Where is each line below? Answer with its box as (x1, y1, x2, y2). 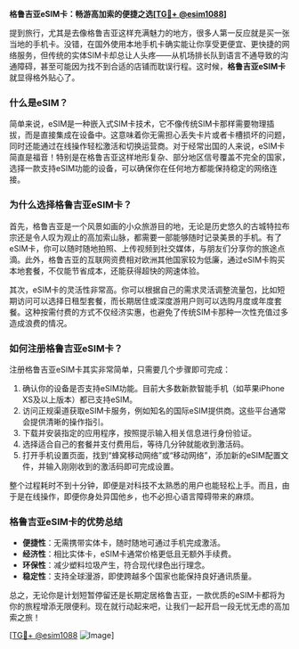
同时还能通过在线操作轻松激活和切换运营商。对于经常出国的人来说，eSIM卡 (9, 141, 286, 152)
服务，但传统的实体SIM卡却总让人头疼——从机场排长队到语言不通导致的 (16, 50, 281, 61)
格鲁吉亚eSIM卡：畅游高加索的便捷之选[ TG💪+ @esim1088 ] (9, 9, 227, 19)
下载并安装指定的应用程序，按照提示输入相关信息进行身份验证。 (21, 427, 256, 438)
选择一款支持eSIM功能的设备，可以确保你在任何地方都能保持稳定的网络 (9, 163, 270, 174)
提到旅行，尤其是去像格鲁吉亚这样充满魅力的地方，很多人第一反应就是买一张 (9, 28, 290, 38)
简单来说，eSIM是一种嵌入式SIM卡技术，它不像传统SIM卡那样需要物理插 (9, 119, 275, 129)
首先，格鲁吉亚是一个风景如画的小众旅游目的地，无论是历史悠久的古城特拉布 (9, 220, 290, 231)
